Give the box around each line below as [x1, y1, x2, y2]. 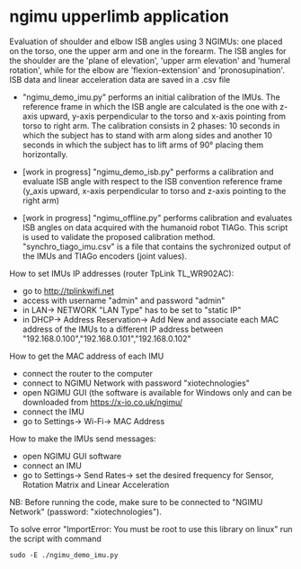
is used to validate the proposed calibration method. [22, 231, 216, 242]
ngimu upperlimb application [9, 6, 229, 27]
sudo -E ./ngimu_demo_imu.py [9, 550, 119, 559]
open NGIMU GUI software [22, 450, 122, 461]
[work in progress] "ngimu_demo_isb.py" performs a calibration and [22, 166, 274, 177]
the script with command [9, 533, 102, 544]
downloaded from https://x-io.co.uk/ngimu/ [22, 396, 182, 407]
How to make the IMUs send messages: [9, 433, 156, 444]
